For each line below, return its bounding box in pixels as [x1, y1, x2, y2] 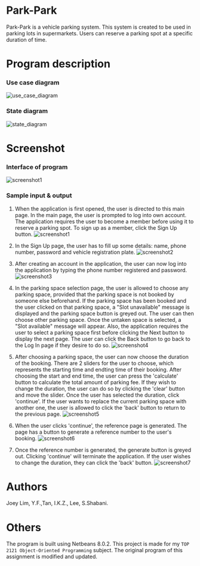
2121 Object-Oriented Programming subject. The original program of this [6, 547, 183, 554]
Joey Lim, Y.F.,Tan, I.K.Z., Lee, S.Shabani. [6, 500, 109, 507]
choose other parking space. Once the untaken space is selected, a [14, 316, 181, 323]
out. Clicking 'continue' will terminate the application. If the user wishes [14, 452, 191, 460]
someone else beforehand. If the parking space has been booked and [14, 297, 187, 304]
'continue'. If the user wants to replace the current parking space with [14, 397, 187, 404]
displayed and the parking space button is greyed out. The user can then [14, 309, 194, 317]
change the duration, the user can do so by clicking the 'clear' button [14, 385, 185, 392]
